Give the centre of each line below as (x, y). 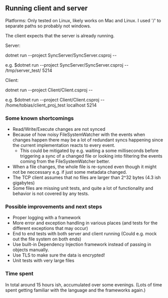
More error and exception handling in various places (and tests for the (85, 223)
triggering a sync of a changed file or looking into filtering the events (91, 156)
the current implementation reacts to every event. (64, 145)
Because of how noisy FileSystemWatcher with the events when (79, 135)
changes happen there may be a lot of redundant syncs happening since (88, 140)
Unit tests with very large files (43, 261)
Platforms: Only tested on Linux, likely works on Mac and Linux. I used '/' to (83, 20)
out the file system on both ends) (47, 239)
